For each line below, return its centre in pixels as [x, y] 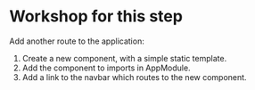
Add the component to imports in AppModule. [106, 68]
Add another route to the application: [77, 41]
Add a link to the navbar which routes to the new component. [134, 77]
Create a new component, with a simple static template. [124, 58]
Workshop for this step [96, 16]
